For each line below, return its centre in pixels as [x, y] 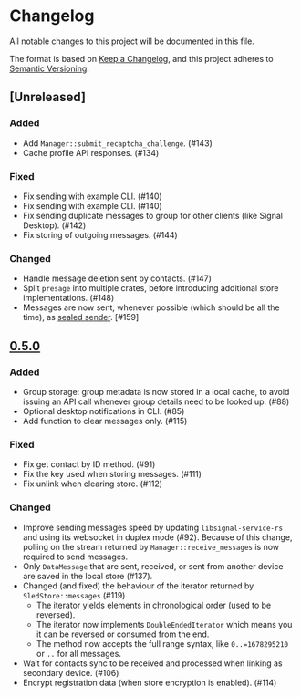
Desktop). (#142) [54, 225]
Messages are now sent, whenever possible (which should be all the [151, 307]
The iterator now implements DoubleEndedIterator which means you [164, 624]
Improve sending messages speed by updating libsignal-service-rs [153, 527]
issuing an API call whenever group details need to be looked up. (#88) [156, 401]
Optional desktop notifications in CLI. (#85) [104, 411]
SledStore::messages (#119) [74, 595]
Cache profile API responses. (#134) [91, 152]
